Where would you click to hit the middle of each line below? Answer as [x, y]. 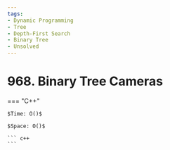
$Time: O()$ [25, 113]
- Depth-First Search [39, 33]
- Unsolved [23, 46]
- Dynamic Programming [40, 20]
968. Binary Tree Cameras [85, 81]
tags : [15, 14]
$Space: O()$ [26, 126]
